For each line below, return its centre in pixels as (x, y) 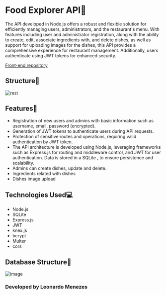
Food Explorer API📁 (46, 10)
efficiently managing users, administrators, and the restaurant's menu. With (83, 29)
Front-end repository (27, 65)
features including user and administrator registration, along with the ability (82, 34)
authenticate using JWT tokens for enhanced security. (61, 55)
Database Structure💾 (38, 262)
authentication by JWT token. (42, 142)
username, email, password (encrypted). (54, 126)
